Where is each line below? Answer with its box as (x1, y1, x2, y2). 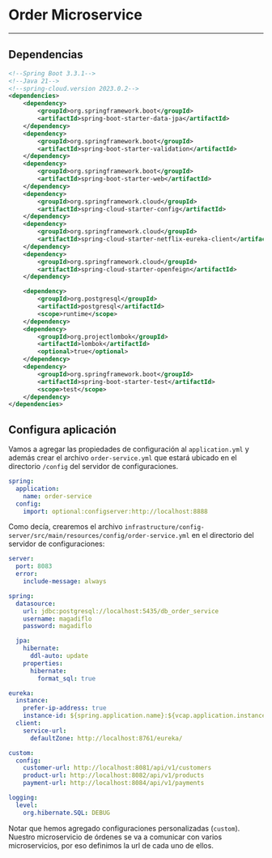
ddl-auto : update (29, 652, 89, 660)
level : (15, 800, 38, 809)
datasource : (15, 600, 57, 608)
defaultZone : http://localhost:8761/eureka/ (29, 734, 183, 742)
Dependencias (8, 48, 83, 62)
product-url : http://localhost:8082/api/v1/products (23, 771, 205, 779)
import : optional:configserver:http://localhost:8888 (23, 507, 208, 515)
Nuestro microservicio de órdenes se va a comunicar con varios (8, 832, 223, 842)
